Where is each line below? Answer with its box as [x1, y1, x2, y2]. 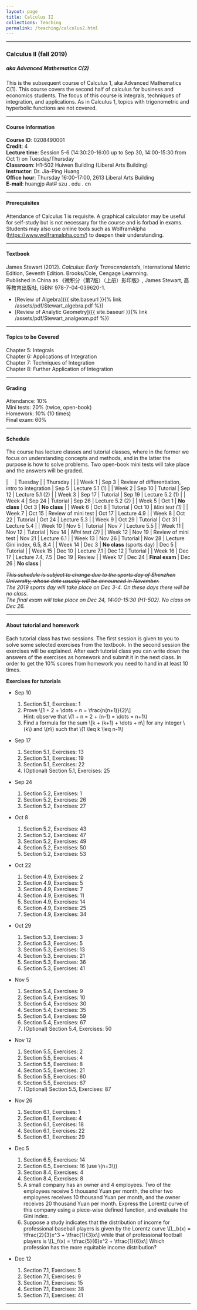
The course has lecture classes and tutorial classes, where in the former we [6, 448, 189, 455]
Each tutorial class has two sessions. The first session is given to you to [6, 634, 179, 642]
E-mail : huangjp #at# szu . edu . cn [6, 180, 91, 187]
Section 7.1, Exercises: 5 [23, 1266, 81, 1273]
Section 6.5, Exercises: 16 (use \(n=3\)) [23, 1162, 118, 1169]
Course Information [6, 123, 55, 130]
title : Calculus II [6, 14, 54, 20]
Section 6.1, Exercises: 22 [23, 1127, 85, 1134]
